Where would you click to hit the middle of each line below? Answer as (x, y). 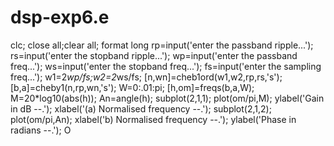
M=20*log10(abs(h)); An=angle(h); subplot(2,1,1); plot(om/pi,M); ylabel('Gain (167, 98)
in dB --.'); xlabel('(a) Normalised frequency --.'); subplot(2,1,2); (141, 108)
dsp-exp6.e (60, 17)
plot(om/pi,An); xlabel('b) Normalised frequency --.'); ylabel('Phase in (153, 119)
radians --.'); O (41, 130)
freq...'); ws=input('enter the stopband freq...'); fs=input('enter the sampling (166, 66)
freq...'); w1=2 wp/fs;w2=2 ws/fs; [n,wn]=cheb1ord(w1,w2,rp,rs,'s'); (146, 77)
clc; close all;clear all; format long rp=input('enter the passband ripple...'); (162, 45)
